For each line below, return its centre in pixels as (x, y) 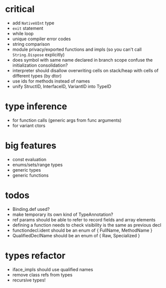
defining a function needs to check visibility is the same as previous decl (87, 225)
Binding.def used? (31, 209)
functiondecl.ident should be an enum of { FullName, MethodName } (82, 230)
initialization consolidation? (40, 65)
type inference (36, 107)
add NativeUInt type (33, 23)
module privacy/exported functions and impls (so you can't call (77, 49)
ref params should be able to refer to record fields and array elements (84, 219)
